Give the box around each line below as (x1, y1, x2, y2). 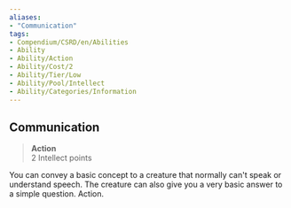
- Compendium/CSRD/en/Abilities (9, 37, 129, 47)
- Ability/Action (9, 54, 74, 63)
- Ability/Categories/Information (9, 87, 138, 96)
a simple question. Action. (9, 189, 105, 199)
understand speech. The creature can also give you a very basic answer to (9, 179, 283, 190)
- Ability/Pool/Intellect (9, 79, 105, 88)
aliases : (9, 12, 42, 22)
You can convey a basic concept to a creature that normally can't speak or (9, 170, 282, 181)
